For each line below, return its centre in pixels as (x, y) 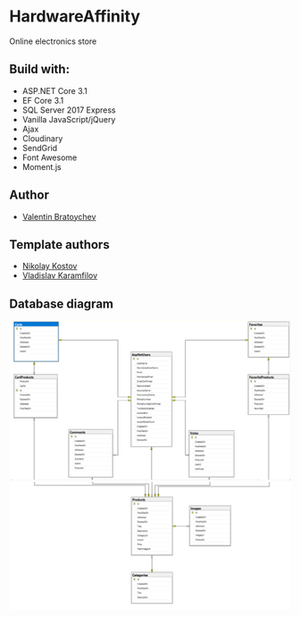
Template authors (59, 245)
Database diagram (62, 304)
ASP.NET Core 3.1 (54, 90)
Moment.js (42, 166)
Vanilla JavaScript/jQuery (69, 119)
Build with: (39, 69)
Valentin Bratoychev (59, 216)
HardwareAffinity (75, 17)
